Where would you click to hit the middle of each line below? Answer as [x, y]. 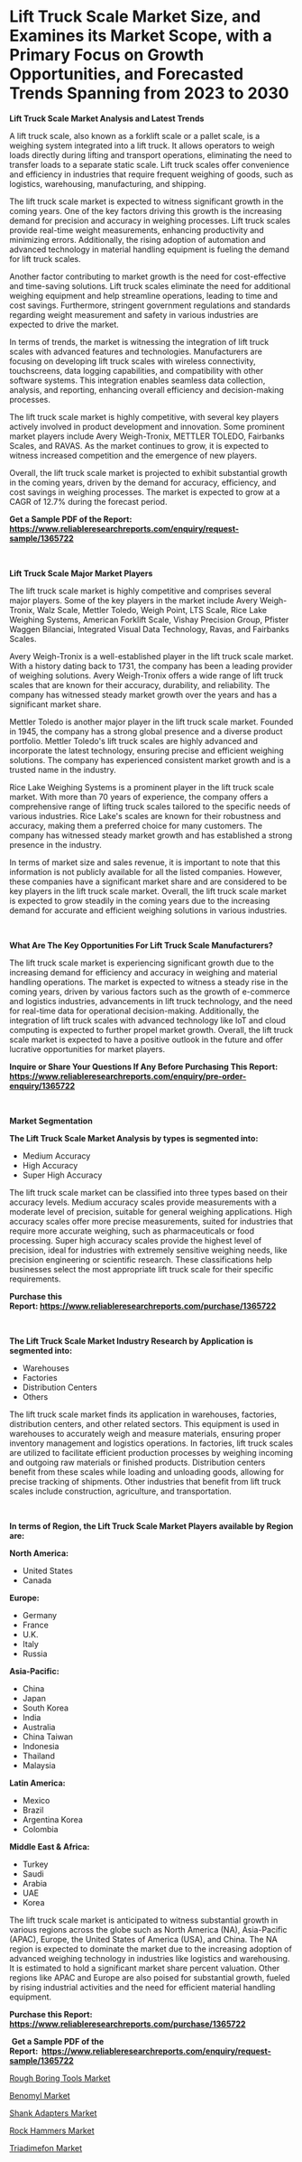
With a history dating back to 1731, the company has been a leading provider [151, 666]
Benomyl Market [40, 2095]
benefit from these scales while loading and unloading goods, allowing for [146, 1472]
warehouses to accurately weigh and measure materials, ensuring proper [145, 1433]
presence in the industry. [55, 844]
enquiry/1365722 [42, 1086]
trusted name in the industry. [63, 769]
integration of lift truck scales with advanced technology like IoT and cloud [148, 1020]
